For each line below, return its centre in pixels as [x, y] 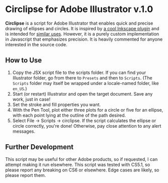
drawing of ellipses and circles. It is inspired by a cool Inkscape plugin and [82, 28]
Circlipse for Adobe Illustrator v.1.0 [79, 9]
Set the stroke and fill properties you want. [57, 105]
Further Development [39, 147]
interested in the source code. [36, 44]
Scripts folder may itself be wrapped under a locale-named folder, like [86, 83]
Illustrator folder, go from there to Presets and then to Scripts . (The [82, 78]
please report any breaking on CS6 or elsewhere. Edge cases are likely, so [82, 170]
